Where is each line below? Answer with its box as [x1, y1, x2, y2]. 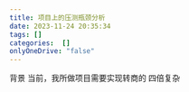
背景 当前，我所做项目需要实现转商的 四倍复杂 [9, 73, 181, 84]
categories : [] [9, 38, 71, 48]
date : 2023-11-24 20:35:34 [9, 22, 111, 31]
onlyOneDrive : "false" [9, 47, 95, 56]
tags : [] [9, 30, 43, 39]
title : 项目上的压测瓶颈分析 [9, 13, 106, 23]
